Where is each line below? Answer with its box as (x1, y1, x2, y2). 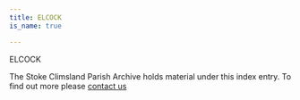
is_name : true (9, 21, 63, 30)
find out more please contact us (9, 80, 127, 91)
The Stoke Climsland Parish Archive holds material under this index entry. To (9, 71, 292, 81)
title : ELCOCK (9, 12, 63, 22)
